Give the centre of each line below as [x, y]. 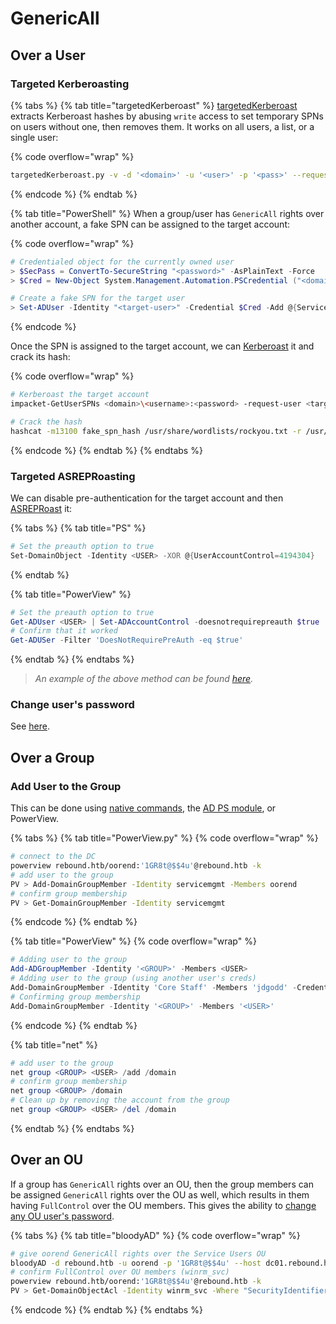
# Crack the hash [46, 422]
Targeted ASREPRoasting [73, 476]
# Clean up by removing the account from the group [120, 1100]
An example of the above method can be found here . [144, 679]
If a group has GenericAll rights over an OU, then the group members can [162, 1184]
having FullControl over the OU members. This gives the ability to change [163, 1205]
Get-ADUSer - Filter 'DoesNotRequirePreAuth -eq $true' [127, 640]
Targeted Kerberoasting [70, 84]
